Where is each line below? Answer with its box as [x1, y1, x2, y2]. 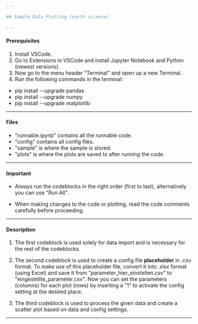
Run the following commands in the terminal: [14, 75, 123, 83]
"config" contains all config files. [14, 138, 94, 145]
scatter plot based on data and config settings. [14, 306, 128, 313]
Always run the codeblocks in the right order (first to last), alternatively [14, 183, 187, 190]
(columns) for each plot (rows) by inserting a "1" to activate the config [14, 282, 184, 289]
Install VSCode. [14, 50, 52, 57]
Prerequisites [6, 37, 40, 44]
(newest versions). [14, 63, 60, 70]
